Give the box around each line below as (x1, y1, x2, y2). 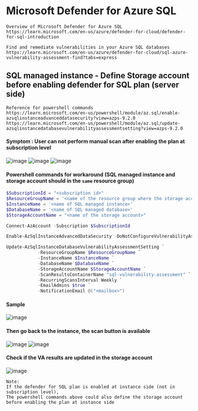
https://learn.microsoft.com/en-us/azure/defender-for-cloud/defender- (6, 28, 186, 35)
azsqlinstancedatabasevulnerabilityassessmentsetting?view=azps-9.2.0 (6, 125, 183, 131)
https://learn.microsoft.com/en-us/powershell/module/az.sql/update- (6, 120, 181, 126)
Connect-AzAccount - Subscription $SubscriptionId (6, 223, 131, 229)
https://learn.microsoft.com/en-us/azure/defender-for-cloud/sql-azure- (6, 49, 189, 56)
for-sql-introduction (6, 34, 60, 40)
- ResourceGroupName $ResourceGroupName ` (37, 250, 141, 256)
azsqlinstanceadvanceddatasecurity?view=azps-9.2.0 (6, 115, 136, 121)
